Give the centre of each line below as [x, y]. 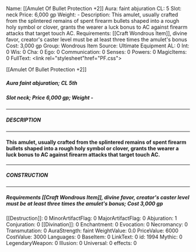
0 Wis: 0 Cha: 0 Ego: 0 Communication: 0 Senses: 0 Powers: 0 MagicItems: [97, 52]
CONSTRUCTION [27, 175]
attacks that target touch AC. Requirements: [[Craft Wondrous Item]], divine [97, 33]
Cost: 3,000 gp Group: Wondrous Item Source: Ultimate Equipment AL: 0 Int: [98, 46]
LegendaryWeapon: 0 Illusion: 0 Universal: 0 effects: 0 [71, 243]
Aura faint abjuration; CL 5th [42, 83]
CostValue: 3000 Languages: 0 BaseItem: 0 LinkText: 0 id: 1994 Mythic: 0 [94, 237]
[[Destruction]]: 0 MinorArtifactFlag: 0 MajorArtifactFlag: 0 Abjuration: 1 [92, 218]
